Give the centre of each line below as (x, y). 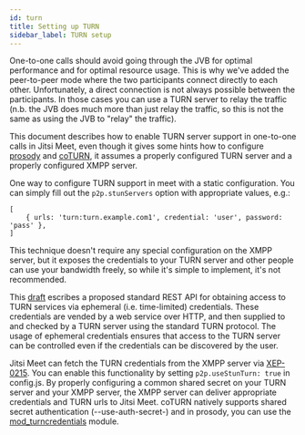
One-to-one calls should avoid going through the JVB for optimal (131, 61)
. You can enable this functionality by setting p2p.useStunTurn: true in (158, 373)
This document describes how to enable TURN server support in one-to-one (153, 137)
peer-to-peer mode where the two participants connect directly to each (143, 80)
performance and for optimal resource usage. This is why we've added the (149, 70)
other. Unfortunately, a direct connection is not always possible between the (152, 90)
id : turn (26, 18)
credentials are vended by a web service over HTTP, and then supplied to (147, 316)
